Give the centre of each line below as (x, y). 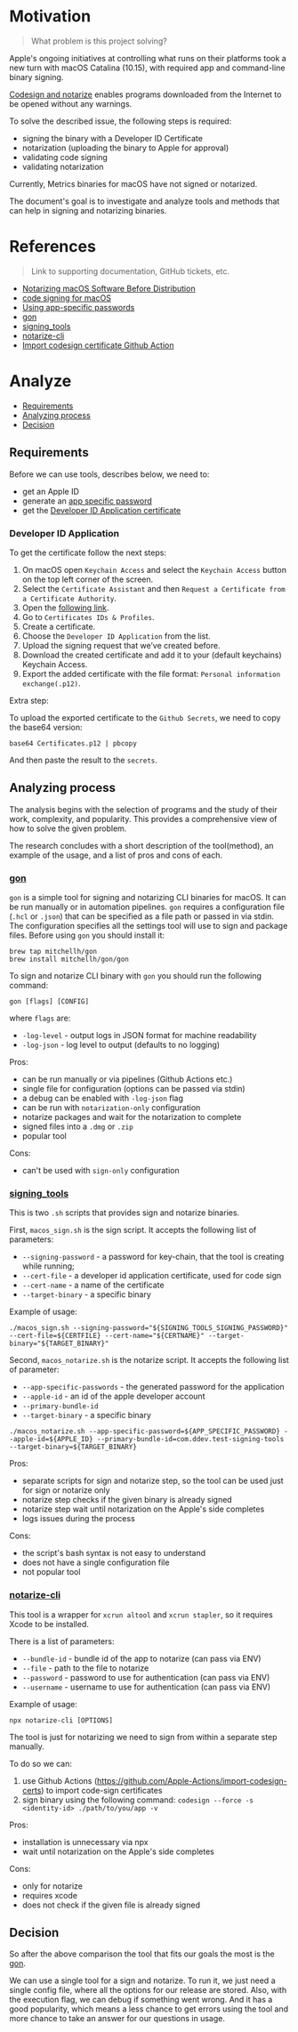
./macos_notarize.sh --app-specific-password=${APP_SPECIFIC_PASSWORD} (145, 1431)
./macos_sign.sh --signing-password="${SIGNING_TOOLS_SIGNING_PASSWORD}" (149, 1328)
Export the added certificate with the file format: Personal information (151, 673)
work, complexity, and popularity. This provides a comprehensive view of (143, 818)
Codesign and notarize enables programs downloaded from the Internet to (145, 94)
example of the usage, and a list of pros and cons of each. (116, 855)
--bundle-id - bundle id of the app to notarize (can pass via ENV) (141, 1658)
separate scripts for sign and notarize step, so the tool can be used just (153, 1481)
